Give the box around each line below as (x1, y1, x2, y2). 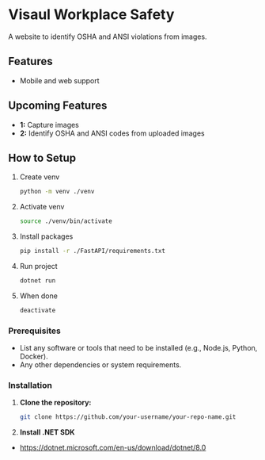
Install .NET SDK (19, 427, 75, 437)
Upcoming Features (8, 99, 108, 113)
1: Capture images (19, 120, 79, 129)
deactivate (19, 306, 56, 314)
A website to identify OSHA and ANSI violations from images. (8, 32, 207, 41)
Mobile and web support (19, 75, 100, 85)
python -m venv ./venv (19, 188, 95, 196)
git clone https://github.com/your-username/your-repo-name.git (19, 413, 237, 421)
